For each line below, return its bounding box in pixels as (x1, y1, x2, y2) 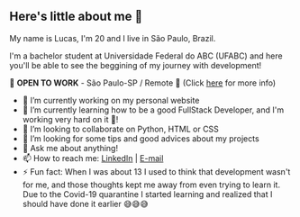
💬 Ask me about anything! (22, 142, 119, 153)
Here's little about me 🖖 (9, 9, 143, 24)
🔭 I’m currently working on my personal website (22, 95, 200, 105)
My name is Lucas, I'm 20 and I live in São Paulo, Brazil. (9, 32, 216, 43)
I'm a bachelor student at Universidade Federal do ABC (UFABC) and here (9, 50, 283, 61)
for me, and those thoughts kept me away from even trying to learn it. (22, 179, 281, 190)
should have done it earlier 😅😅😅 (22, 198, 149, 209)
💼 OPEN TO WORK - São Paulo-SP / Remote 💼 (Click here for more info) (9, 77, 277, 88)
